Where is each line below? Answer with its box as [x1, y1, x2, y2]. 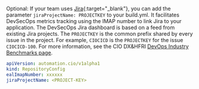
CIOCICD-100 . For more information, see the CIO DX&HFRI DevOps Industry [6, 43, 189, 50]
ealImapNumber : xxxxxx [6, 71, 63, 78]
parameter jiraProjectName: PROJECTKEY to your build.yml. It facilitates [6, 11, 180, 18]
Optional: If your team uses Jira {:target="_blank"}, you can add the [6, 5, 172, 12]
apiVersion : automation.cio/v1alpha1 [6, 61, 100, 66]
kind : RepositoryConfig [6, 66, 66, 72]
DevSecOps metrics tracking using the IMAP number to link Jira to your [6, 18, 182, 24]
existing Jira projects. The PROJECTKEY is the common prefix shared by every [6, 30, 193, 37]
